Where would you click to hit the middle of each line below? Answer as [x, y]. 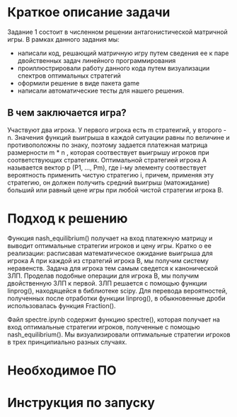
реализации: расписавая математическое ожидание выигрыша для [110, 253]
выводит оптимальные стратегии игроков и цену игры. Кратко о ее [110, 245]
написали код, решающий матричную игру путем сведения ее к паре [123, 53]
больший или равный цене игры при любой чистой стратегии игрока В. [116, 190]
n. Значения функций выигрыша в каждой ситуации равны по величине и [118, 137]
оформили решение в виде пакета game [79, 83]
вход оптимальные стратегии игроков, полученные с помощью [104, 327]
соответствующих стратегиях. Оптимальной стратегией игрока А [107, 160]
